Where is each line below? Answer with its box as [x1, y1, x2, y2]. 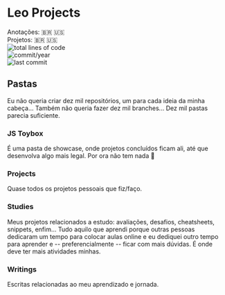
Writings [7, 265, 37, 274]
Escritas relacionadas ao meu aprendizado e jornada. [7, 280, 159, 288]
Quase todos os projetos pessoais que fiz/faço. [7, 185, 143, 193]
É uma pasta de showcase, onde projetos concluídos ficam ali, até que [7, 144, 209, 153]
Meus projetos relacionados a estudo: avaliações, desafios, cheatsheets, [7, 217, 215, 226]
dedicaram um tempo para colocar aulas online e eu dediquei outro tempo [7, 232, 219, 240]
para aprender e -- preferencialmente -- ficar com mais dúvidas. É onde [7, 240, 213, 248]
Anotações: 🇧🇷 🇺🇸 [7, 28, 65, 36]
